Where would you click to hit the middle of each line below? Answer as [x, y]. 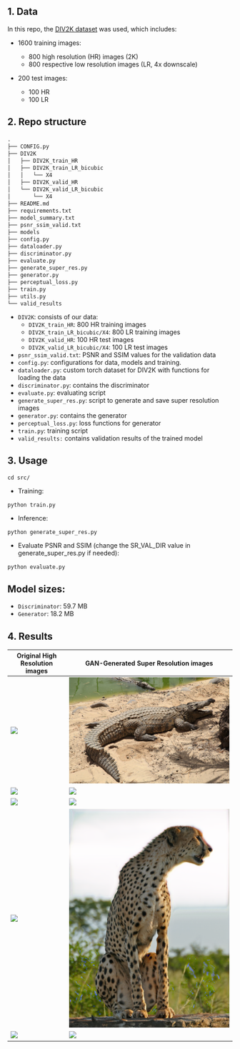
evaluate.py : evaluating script [61, 393]
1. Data [22, 12]
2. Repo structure [47, 122]
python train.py [31, 505]
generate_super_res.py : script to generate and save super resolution [118, 400]
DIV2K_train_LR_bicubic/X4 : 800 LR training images [104, 332]
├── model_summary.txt [41, 218]
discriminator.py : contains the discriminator [84, 385]
